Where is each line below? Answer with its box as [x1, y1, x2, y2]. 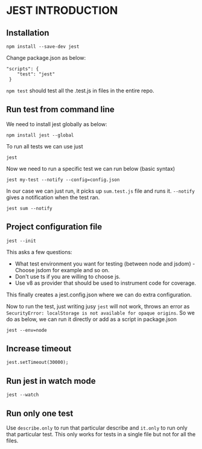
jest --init [6, 238, 36, 244]
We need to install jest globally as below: [6, 120, 107, 127]
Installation [6, 28, 49, 38]
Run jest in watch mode [6, 375, 96, 386]
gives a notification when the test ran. [6, 194, 100, 201]
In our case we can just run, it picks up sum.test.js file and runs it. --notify [6, 187, 195, 194]
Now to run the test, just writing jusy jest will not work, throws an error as [6, 302, 190, 310]
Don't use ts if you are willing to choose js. [14, 273, 121, 280]
